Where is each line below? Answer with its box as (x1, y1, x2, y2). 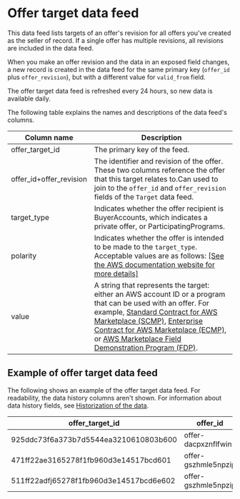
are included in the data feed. (7, 44, 94, 52)
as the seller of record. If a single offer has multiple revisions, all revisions (7, 36, 224, 44)
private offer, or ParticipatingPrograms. (94, 221, 225, 231)
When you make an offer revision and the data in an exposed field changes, (7, 57, 230, 66)
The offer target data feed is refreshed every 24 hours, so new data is (7, 86, 213, 95)
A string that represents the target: (94, 280, 210, 290)
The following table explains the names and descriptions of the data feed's (7, 108, 227, 116)
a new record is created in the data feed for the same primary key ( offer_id (7, 65, 230, 74)
